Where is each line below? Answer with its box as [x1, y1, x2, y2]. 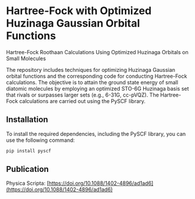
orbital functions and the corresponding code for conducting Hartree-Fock [6, 72, 187, 79]
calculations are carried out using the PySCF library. [19, 97, 146, 104]
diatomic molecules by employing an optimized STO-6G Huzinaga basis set [6, 85, 190, 92]
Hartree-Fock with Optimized [6, 4, 152, 18]
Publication [6, 164, 49, 174]
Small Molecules [6, 55, 46, 62]
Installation [6, 115, 48, 125]
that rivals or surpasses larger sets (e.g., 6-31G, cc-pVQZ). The [6, 91, 159, 98]
